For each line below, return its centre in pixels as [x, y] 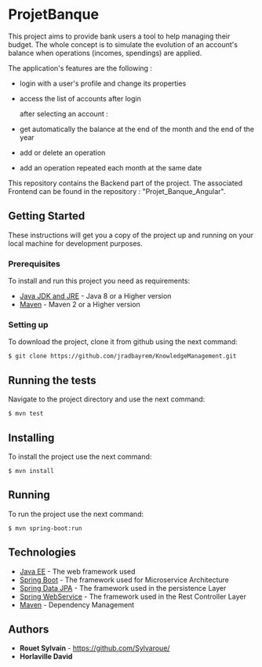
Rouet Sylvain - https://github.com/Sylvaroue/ [95, 648]
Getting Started [47, 216]
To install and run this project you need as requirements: [99, 281]
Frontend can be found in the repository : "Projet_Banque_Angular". [117, 191]
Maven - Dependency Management [77, 605]
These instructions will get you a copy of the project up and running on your [131, 235]
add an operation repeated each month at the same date [111, 167]
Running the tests [52, 380]
